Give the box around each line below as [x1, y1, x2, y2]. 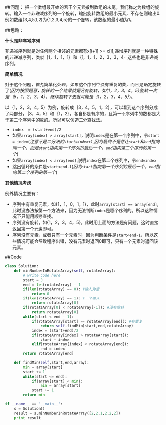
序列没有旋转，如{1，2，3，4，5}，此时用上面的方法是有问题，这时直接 [12, 219, 159, 225]
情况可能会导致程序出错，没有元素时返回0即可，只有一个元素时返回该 [16, 238, 158, 244]
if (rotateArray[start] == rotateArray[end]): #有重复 [31, 319, 142, 324]
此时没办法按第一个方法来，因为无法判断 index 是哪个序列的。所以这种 [12, 207, 154, 213]
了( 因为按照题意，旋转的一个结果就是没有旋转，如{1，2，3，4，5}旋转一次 [5, 88, 157, 93]
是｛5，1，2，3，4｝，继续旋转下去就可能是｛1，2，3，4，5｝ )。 [5, 94, 136, 100]
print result [14, 415, 41, 420]
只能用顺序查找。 [21, 213, 56, 219]
